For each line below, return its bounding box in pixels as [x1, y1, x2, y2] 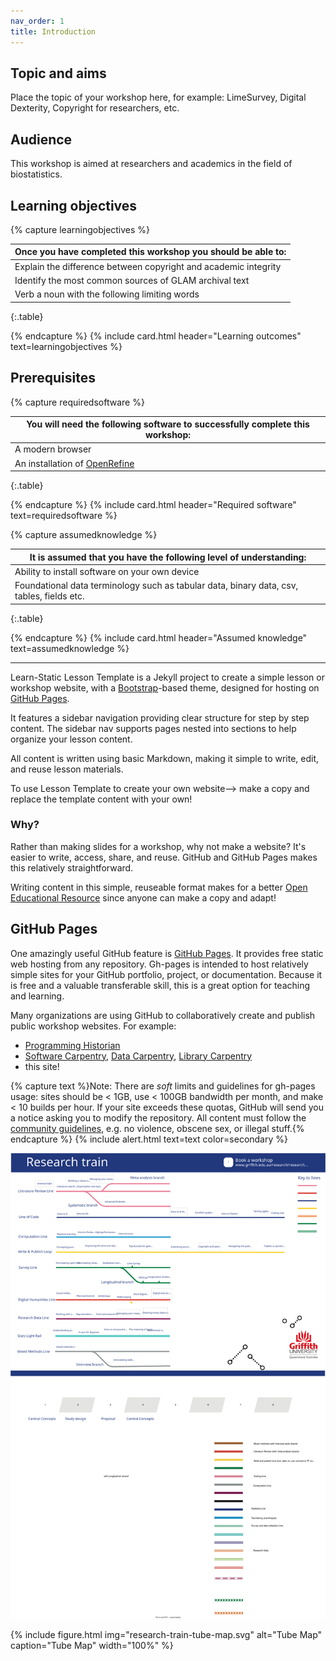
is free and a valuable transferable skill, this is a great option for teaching [10, 979, 311, 991]
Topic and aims [10, 65, 107, 82]
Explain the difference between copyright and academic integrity [14, 260, 282, 272]
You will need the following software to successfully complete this [26, 418, 310, 430]
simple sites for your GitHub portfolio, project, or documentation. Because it [10, 968, 323, 980]
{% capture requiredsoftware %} [10, 396, 145, 408]
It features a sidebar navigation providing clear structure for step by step [10, 711, 310, 724]
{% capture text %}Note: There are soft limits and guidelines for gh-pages [10, 1080, 316, 1092]
